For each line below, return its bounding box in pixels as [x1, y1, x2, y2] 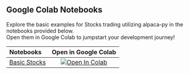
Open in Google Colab [51, 48, 117, 56]
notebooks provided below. [6, 27, 74, 34]
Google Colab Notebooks [6, 5, 103, 15]
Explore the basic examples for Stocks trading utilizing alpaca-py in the [6, 20, 184, 28]
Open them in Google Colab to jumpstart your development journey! [6, 33, 175, 41]
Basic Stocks [9, 58, 46, 66]
